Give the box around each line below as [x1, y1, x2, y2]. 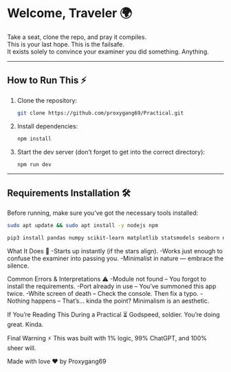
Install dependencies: [16, 121, 78, 130]
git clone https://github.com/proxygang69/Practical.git [16, 109, 184, 117]
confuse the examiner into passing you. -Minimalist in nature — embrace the [7, 254, 224, 262]
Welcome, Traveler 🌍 [7, 5, 133, 21]
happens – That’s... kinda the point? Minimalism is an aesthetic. [30, 297, 210, 305]
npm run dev [16, 161, 52, 168]
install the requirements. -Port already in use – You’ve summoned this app [7, 282, 217, 290]
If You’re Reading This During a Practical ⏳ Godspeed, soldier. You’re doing [7, 310, 220, 318]
